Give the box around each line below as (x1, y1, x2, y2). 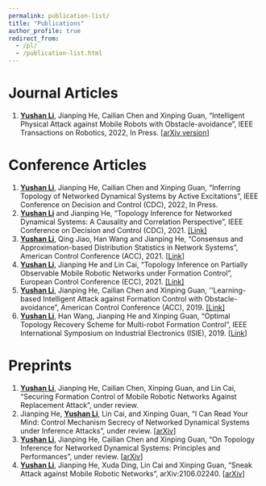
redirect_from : (8, 34, 60, 43)
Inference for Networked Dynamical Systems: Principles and (19, 442, 221, 452)
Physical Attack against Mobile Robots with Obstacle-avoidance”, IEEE (19, 118, 254, 129)
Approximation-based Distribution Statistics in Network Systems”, (19, 243, 239, 252)
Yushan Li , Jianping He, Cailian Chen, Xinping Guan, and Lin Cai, (19, 383, 236, 393)
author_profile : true (8, 27, 81, 35)
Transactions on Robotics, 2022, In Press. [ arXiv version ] (19, 127, 210, 137)
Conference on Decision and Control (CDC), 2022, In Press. (19, 199, 218, 210)
